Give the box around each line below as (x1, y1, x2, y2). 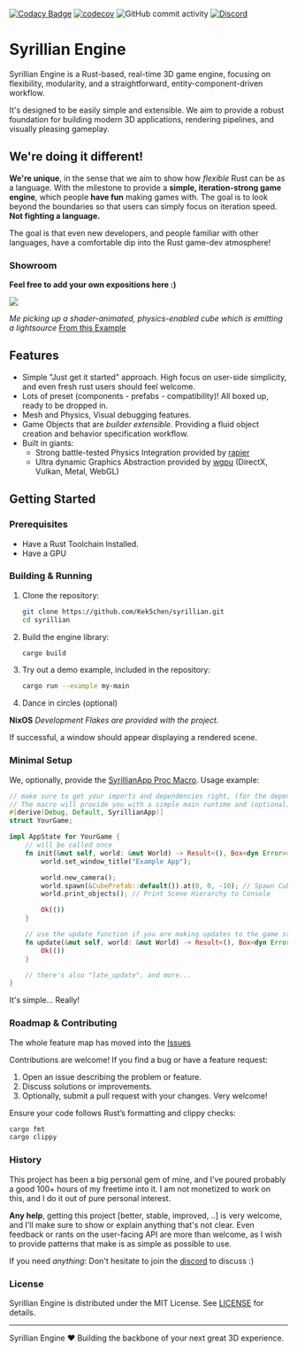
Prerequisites (9, 519, 68, 531)
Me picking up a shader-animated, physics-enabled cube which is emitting (9, 313, 283, 324)
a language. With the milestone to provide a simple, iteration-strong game (9, 182, 282, 192)
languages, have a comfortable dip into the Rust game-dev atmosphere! (9, 237, 271, 247)
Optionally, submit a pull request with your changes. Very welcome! (21, 1090, 268, 1101)
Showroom (9, 259, 57, 271)
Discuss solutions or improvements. (21, 1081, 153, 1091)
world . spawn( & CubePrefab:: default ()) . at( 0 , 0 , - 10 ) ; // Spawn (41, 881, 275, 890)
